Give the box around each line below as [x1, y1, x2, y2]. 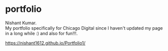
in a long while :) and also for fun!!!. [5, 30, 78, 36]
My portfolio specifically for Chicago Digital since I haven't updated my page [5, 25, 163, 31]
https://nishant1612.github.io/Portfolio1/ [5, 40, 86, 46]
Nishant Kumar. [5, 20, 37, 26]
